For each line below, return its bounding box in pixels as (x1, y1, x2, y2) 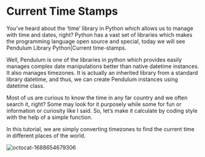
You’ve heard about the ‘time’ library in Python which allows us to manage (6, 25, 193, 32)
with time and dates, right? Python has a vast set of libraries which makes (6, 31, 193, 38)
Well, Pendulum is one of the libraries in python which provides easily (6, 56, 182, 63)
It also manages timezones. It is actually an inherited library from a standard (6, 69, 198, 76)
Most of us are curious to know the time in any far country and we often (6, 94, 188, 101)
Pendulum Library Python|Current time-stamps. (6, 44, 127, 52)
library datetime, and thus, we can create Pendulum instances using (6, 75, 178, 83)
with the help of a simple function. (6, 113, 93, 121)
